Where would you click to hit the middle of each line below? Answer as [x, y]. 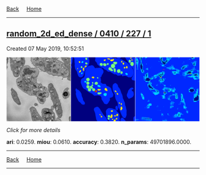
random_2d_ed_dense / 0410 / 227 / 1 [79, 34]
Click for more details [33, 130]
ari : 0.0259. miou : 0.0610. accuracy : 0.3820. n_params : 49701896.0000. [99, 142]
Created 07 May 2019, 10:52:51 [45, 48]
